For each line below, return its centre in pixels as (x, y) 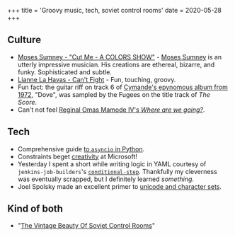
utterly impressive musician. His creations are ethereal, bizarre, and (116, 64)
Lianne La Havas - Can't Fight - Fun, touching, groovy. (97, 79)
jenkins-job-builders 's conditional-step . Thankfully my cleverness (117, 171)
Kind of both (35, 209)
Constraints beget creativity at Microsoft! (78, 156)
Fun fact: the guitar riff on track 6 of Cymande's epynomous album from (122, 87)
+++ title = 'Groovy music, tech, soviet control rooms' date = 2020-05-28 (114, 10)
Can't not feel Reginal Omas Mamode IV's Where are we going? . (111, 110)
